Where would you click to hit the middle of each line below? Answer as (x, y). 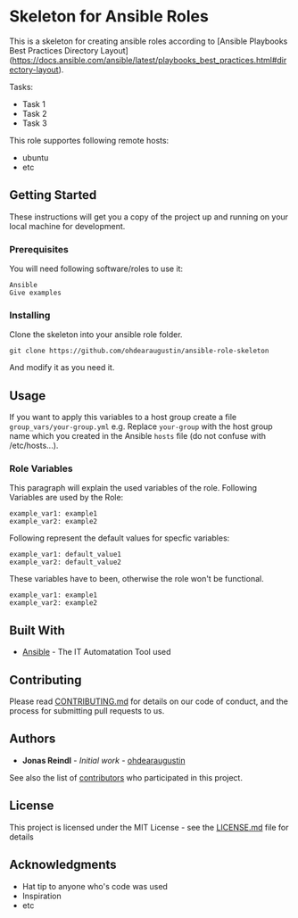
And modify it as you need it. (62, 368)
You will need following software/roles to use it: (96, 269)
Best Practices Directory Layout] (69, 50)
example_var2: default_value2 (66, 562)
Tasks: (21, 87)
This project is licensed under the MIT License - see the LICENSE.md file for (149, 827)
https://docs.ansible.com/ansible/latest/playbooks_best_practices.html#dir (149, 60)
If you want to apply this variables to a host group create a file (123, 418)
